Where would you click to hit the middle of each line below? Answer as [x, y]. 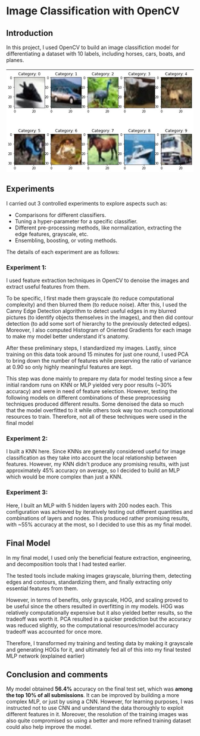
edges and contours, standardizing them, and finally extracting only [89, 582]
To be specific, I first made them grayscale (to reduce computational [90, 298]
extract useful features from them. [48, 287]
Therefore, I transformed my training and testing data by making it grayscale [100, 643]
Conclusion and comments [57, 674]
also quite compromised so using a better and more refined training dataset [99, 720]
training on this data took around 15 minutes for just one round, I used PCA [97, 354]
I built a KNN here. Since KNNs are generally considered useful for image [96, 452]
